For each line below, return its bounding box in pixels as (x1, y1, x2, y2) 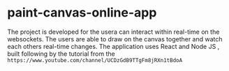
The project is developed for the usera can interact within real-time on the (7, 28, 220, 36)
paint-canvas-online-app (7, 5, 157, 21)
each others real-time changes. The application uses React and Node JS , (7, 42, 220, 50)
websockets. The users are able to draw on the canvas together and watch (7, 34, 223, 43)
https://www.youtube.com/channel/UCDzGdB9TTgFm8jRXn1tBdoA (7, 57, 183, 63)
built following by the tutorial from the (7, 50, 115, 58)
